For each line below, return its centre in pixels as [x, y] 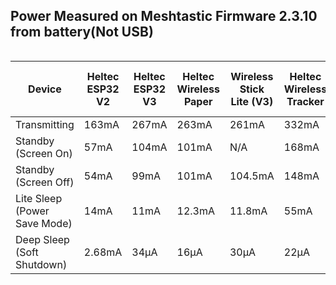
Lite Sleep [39, 198]
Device [45, 89]
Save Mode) [44, 223]
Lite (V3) [252, 101]
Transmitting [45, 124]
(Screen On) [44, 153]
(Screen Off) [45, 182]
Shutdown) [41, 264]
